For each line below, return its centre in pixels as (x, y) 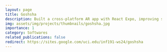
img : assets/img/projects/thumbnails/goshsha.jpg (58, 24)
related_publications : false (35, 38)
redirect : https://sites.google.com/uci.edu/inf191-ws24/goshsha (74, 42)
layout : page (19, 10)
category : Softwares (27, 33)
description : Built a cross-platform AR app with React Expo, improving (82, 19)
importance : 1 (20, 28)
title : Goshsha (21, 14)
